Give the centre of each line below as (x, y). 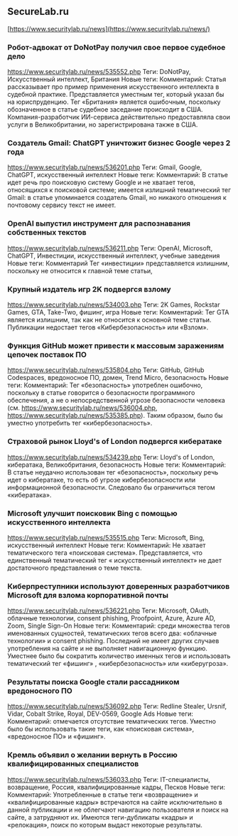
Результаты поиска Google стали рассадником (93, 682)
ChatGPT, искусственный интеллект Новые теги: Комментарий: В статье (118, 175)
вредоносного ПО (40, 691)
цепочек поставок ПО (47, 354)
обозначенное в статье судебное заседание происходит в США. (106, 110)
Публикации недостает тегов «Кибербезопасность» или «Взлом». (108, 327)
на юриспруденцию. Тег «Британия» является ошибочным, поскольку (114, 102)
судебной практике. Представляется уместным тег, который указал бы (116, 95)
